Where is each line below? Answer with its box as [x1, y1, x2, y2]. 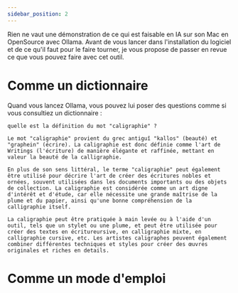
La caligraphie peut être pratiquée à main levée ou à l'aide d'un [7, 215, 212, 223]
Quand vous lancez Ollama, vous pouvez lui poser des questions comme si [7, 101, 227, 110]
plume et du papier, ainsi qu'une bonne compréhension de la [7, 197, 193, 204]
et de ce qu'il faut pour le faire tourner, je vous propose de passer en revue [7, 45, 227, 53]
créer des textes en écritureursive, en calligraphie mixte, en [7, 228, 202, 235]
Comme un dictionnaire [7, 78, 148, 93]
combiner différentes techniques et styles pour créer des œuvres [7, 240, 208, 247]
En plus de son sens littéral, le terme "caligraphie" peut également [7, 166, 221, 173]
